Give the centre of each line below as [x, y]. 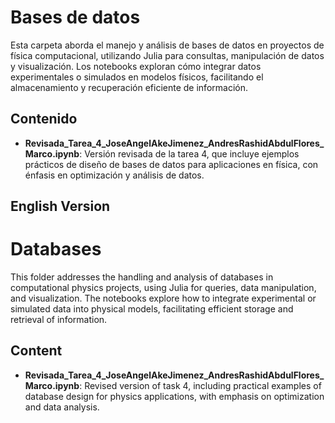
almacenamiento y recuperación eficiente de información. [129, 87]
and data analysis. [62, 407]
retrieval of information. [59, 320]
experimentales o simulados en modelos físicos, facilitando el [137, 77]
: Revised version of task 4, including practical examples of [200, 385]
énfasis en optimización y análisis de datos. [114, 175]
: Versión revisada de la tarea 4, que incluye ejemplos [189, 153]
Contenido [44, 119]
